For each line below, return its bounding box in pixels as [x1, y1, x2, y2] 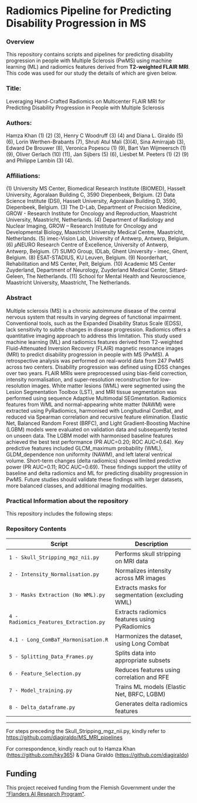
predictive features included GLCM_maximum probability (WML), [6, 444, 163, 451]
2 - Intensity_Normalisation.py [9, 571, 100, 578]
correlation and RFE [115, 673, 169, 681]
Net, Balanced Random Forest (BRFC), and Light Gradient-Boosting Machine [6, 419, 191, 427]
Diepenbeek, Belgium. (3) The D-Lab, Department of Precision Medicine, [6, 204, 182, 211]
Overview [6, 38, 35, 46]
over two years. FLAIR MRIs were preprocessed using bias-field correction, [6, 369, 188, 377]
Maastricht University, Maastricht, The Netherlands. [6, 279, 131, 286]
